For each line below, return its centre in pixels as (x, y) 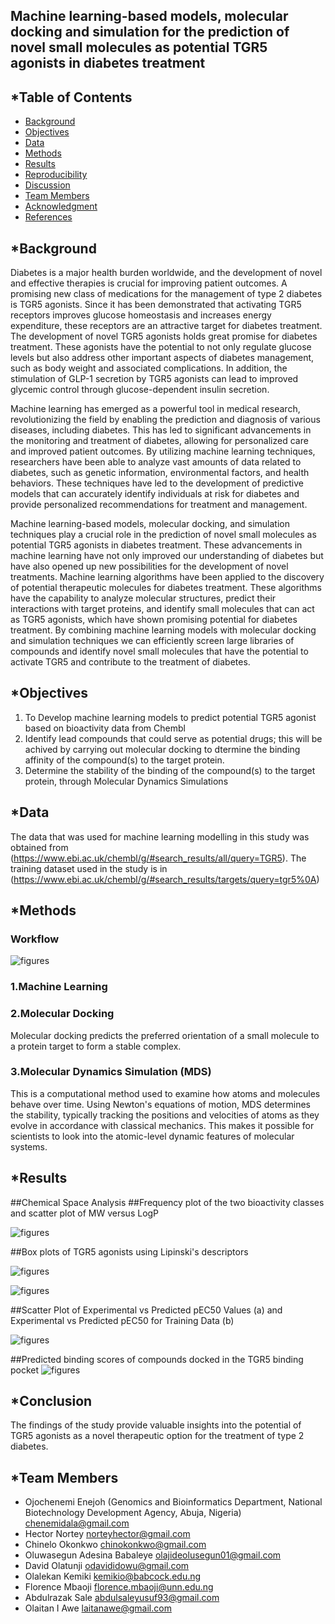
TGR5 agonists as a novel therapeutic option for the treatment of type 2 (157, 1436)
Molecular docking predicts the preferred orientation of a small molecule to (165, 1035)
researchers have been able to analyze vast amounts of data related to (156, 462)
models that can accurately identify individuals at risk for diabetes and (155, 494)
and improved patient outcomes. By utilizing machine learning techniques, (163, 451)
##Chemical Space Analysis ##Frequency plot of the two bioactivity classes (167, 1202)
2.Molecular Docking (62, 1014)
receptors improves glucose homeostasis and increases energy (141, 315)
